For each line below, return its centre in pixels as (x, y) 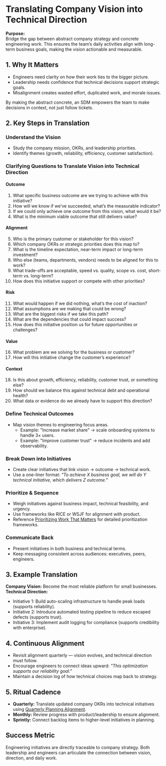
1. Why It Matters (32, 65)
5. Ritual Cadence (33, 692)
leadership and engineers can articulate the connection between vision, (79, 753)
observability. (34, 446)
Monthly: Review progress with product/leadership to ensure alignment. (86, 714)
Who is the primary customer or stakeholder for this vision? (73, 239)
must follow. (25, 661)
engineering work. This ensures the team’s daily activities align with (74, 44)
